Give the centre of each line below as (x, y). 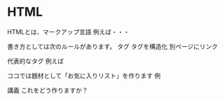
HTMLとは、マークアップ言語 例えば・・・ (68, 32)
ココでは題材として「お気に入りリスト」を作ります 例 (84, 76)
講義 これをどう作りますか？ (48, 90)
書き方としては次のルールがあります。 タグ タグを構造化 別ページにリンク (113, 46)
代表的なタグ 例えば (35, 61)
